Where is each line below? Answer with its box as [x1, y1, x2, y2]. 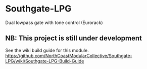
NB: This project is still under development [5, 34, 142, 42]
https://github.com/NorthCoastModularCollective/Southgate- [5, 52, 132, 58]
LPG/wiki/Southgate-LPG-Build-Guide [5, 58, 84, 64]
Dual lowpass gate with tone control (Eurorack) [5, 19, 103, 25]
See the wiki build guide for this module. [5, 47, 89, 53]
